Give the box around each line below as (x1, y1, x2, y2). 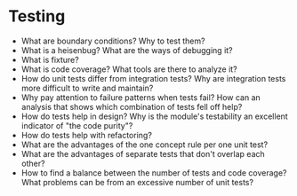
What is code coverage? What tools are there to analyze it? (20, 64, 237, 74)
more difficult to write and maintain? (20, 82, 154, 93)
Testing (8, 6, 66, 27)
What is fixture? (20, 54, 79, 65)
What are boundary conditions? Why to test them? (20, 35, 205, 46)
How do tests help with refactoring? (20, 129, 153, 140)
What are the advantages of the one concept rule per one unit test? (20, 139, 269, 150)
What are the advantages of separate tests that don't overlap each (20, 148, 266, 159)
